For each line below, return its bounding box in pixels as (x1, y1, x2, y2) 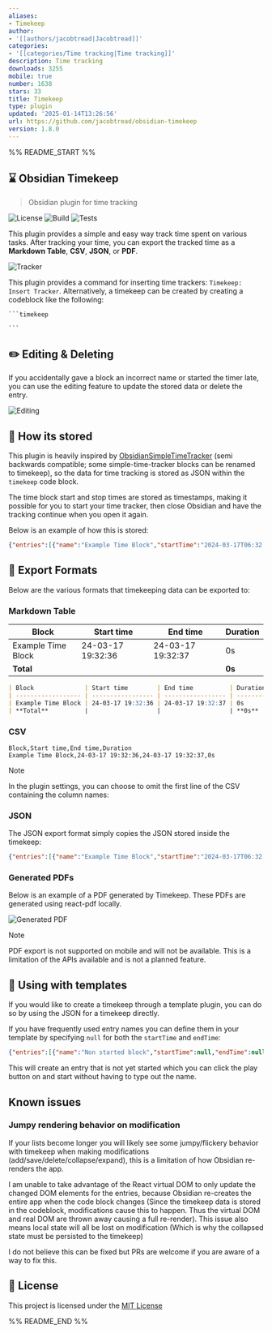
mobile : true (8, 72, 53, 80)
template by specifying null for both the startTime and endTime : (8, 1033, 221, 1043)
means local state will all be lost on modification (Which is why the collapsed (8, 1222, 264, 1232)
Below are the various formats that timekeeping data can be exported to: (8, 585, 250, 594)
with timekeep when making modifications (8, 1147, 150, 1156)
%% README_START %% (8, 147, 96, 156)
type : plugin (8, 102, 53, 110)
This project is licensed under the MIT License (8, 1301, 164, 1310)
